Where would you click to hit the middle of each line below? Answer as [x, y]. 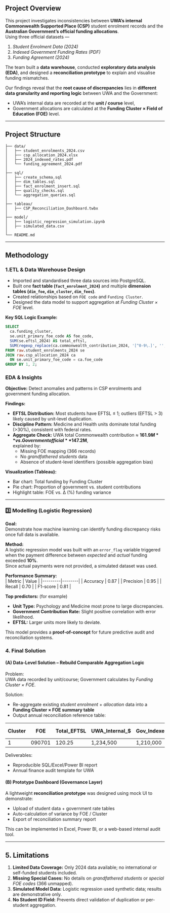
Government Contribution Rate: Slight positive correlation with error [84, 611]
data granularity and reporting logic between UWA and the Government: [82, 93]
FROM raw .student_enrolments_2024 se [45, 350]
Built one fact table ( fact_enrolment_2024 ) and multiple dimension [81, 286]
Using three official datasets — [37, 37]
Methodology [27, 255]
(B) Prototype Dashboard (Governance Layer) [54, 782]
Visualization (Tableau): [31, 472]
